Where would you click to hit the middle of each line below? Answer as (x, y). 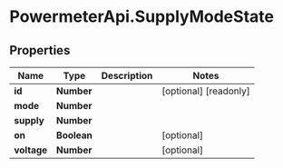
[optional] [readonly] (206, 91)
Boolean (74, 135)
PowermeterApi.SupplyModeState (142, 17)
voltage (31, 150)
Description (127, 76)
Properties (40, 50)
